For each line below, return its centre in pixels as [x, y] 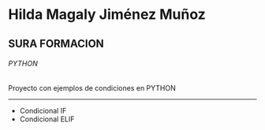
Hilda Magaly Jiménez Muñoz [107, 15]
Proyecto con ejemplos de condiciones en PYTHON [92, 87]
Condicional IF [43, 110]
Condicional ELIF [47, 119]
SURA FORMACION [56, 44]
